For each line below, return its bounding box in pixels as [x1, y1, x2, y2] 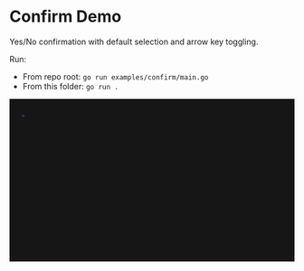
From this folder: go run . [22, 80, 119, 91]
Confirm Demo [9, 6, 122, 27]
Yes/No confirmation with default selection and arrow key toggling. [9, 36, 259, 47]
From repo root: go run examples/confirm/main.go [22, 70, 209, 82]
